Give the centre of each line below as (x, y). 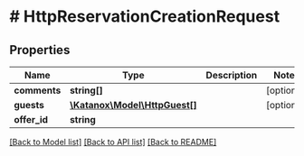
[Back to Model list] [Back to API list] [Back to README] (113, 142)
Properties (40, 50)
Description (232, 75)
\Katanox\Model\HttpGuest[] (133, 105)
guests (29, 105)
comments (38, 90)
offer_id (31, 119)
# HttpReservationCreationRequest (145, 17)
